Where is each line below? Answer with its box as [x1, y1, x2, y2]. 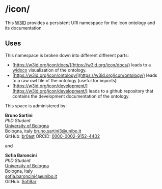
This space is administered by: [5, 102, 67, 109]
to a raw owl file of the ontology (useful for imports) [12, 77, 117, 83]
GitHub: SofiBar [5, 178, 37, 184]
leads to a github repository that [88, 88, 154, 94]
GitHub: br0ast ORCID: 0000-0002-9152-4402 [5, 133, 100, 139]
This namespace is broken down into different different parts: [5, 52, 129, 58]
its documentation [5, 25, 42, 31]
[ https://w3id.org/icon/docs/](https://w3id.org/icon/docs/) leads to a [12, 62, 151, 67]
